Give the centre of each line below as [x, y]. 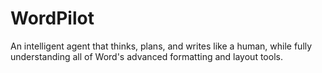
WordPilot [52, 18]
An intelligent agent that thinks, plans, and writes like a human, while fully [161, 46]
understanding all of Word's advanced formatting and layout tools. [146, 56]
